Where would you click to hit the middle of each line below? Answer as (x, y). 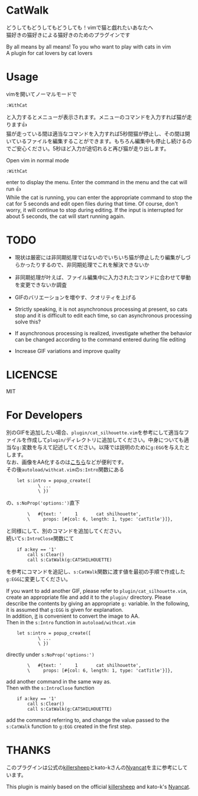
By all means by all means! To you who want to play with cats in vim (89, 46)
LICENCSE (32, 375)
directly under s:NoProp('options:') (50, 654)
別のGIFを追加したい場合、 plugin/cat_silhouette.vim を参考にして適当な (95, 432)
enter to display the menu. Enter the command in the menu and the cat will (97, 182)
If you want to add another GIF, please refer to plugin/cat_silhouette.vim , (97, 590)
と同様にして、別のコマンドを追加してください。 (66, 531)
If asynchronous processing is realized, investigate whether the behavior (103, 333)
